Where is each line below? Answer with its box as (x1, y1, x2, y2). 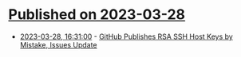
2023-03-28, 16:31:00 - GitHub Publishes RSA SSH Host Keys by (19, 32, 233, 41)
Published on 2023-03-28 (8, 6, 186, 24)
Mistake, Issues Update (19, 40, 97, 49)
